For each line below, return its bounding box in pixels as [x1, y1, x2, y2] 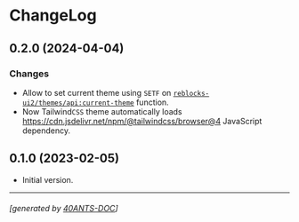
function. [136, 97, 169, 107]
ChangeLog [9, 5, 97, 26]
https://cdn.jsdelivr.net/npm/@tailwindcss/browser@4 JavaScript [21, 115, 263, 126]
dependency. [21, 125, 71, 136]
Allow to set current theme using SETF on [21, 87, 172, 98]
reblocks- [173, 89, 210, 98]
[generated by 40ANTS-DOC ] [9, 203, 118, 214]
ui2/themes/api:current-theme [21, 99, 135, 107]
